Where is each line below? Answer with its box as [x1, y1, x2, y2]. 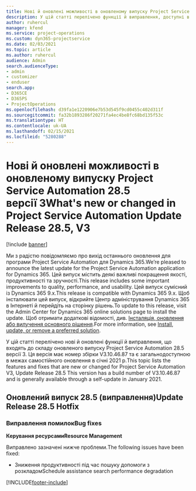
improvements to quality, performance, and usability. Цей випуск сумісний [6, 283, 187, 290]
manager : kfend [6, 25, 43, 31]
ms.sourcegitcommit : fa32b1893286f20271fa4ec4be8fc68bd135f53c [6, 112, 164, 118]
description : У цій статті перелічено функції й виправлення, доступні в [6, 14, 190, 20]
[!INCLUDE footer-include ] [6, 479, 68, 486]
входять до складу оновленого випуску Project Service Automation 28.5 [6, 344, 184, 352]
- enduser [6, 80, 30, 86]
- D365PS [6, 96, 27, 101]
